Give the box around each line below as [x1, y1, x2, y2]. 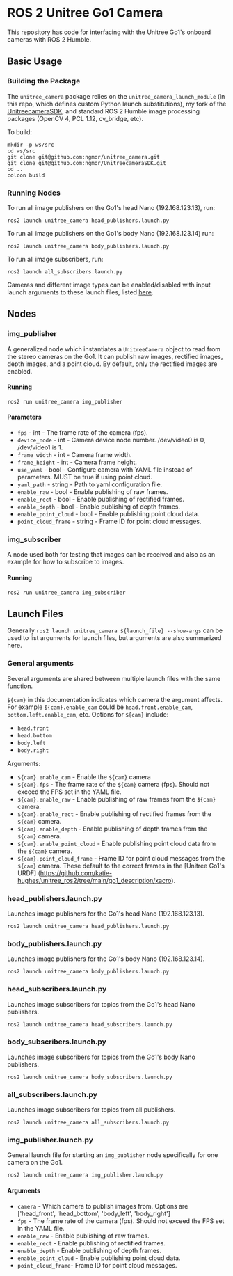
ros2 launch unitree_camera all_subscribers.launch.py [7, 1119, 170, 1126]
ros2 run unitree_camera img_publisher [7, 398, 123, 405]
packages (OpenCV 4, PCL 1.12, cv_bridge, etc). [7, 114, 144, 122]
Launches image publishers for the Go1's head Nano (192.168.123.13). [7, 909, 205, 918]
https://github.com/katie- [40, 868, 113, 877]
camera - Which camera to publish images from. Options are [17, 1202, 188, 1210]
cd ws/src [7, 147, 36, 154]
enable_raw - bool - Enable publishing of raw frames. [17, 488, 168, 496]
